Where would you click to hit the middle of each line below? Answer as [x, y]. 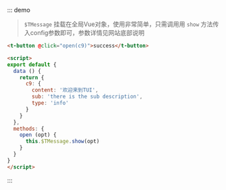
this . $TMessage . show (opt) [62, 141]
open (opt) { [38, 135]
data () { [27, 71]
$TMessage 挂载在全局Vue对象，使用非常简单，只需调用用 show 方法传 [121, 24]
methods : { [29, 129]
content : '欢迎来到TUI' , [65, 90]
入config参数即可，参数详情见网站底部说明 [84, 33]
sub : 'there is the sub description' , [87, 97]
